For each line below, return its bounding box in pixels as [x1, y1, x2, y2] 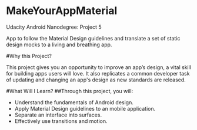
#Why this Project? [6, 52, 52, 59]
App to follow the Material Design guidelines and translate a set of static [6, 35, 181, 42]
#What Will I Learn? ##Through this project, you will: [6, 87, 133, 94]
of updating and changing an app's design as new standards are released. [6, 76, 186, 83]
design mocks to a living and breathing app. [6, 41, 112, 48]
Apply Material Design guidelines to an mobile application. [14, 105, 156, 112]
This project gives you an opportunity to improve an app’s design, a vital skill [6, 63, 192, 71]
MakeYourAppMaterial [6, 4, 118, 18]
